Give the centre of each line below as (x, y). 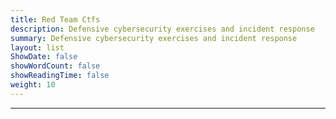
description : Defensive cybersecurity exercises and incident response (162, 29)
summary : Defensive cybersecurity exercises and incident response (154, 38)
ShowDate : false (44, 57)
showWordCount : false (55, 66)
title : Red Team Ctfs (55, 19)
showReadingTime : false (60, 76)
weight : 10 (33, 85)
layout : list (37, 47)
